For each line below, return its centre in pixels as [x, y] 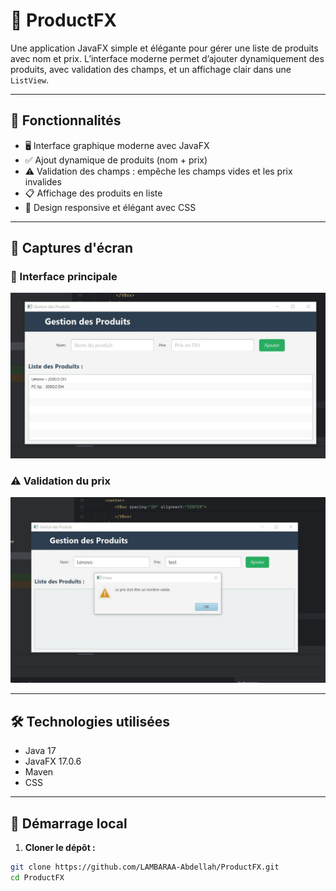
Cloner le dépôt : [60, 847]
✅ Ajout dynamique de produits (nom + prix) [116, 160]
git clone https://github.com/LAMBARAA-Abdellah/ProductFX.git [145, 867]
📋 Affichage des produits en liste [93, 193]
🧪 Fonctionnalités [66, 120]
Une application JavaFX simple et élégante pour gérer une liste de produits [164, 48]
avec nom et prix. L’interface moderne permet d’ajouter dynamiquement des [167, 58]
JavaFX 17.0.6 [53, 761]
